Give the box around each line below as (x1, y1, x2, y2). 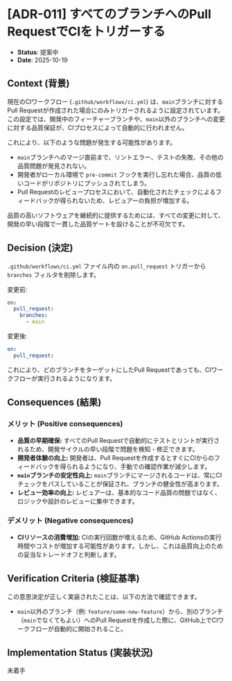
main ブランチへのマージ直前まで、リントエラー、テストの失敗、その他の (17, 153, 224, 161)
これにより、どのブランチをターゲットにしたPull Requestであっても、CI (7, 365, 212, 373)
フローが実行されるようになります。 (12, 374, 116, 382)
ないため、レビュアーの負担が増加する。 (78, 196, 193, 205)
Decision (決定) (7, 242, 73, 254)
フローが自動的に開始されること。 (29, 624, 127, 632)
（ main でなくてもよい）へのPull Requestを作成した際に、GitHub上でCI (17, 616, 218, 624)
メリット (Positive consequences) (7, 419, 123, 429)
